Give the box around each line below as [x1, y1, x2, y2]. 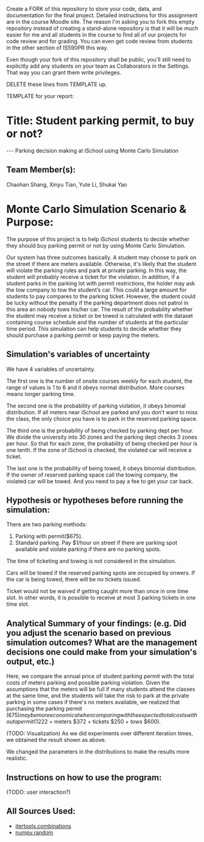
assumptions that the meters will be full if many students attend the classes [6, 686, 195, 693]
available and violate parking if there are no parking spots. [15, 545, 161, 553]
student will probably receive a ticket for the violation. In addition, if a [6, 273, 180, 280]
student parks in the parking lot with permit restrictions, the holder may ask [6, 279, 195, 287]
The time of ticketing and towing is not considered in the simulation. [6, 558, 177, 565]
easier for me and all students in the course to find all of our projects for [6, 31, 187, 38]
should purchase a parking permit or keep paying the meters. [6, 331, 160, 339]
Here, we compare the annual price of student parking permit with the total [6, 672, 194, 680]
